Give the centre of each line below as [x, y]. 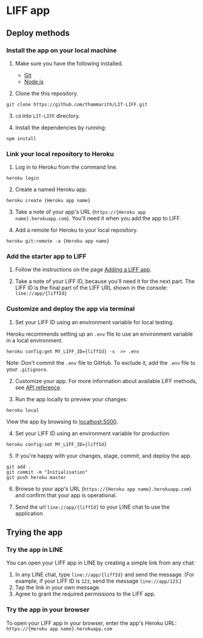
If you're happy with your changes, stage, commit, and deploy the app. [103, 455]
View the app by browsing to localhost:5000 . [62, 421]
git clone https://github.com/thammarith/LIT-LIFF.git [77, 104]
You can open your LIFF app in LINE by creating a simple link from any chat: [101, 563]
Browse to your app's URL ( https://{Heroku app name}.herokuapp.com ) [103, 489]
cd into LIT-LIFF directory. [48, 115]
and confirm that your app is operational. [66, 495]
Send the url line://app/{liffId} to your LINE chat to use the [92, 507]
